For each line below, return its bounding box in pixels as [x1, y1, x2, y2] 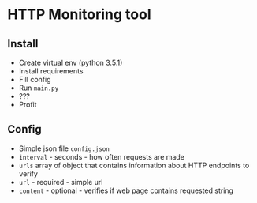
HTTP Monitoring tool [7, 6, 151, 24]
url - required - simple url [18, 177, 103, 186]
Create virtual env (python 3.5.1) [18, 58, 123, 67]
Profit [18, 100, 37, 109]
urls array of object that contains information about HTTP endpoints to [18, 160, 250, 170]
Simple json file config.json [18, 144, 110, 153]
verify [18, 168, 39, 179]
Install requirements [18, 66, 84, 76]
